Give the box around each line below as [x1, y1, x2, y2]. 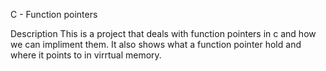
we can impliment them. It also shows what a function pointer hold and [10, 39, 302, 50]
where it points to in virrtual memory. [10, 49, 162, 61]
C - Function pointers [10, 9, 98, 20]
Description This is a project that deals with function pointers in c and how [10, 28, 317, 39]
